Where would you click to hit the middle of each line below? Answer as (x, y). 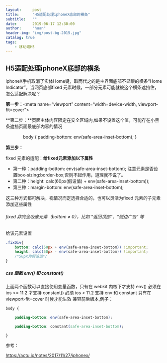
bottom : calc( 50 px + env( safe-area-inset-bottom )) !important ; (82, 247)
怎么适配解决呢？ (23, 94)
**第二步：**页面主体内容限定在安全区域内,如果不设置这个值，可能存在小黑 (83, 120)
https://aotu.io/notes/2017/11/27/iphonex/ (48, 356)
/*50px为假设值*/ (31, 257)
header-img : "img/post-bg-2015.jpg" (43, 33)
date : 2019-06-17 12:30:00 (40, 24)
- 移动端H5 (25, 47)
